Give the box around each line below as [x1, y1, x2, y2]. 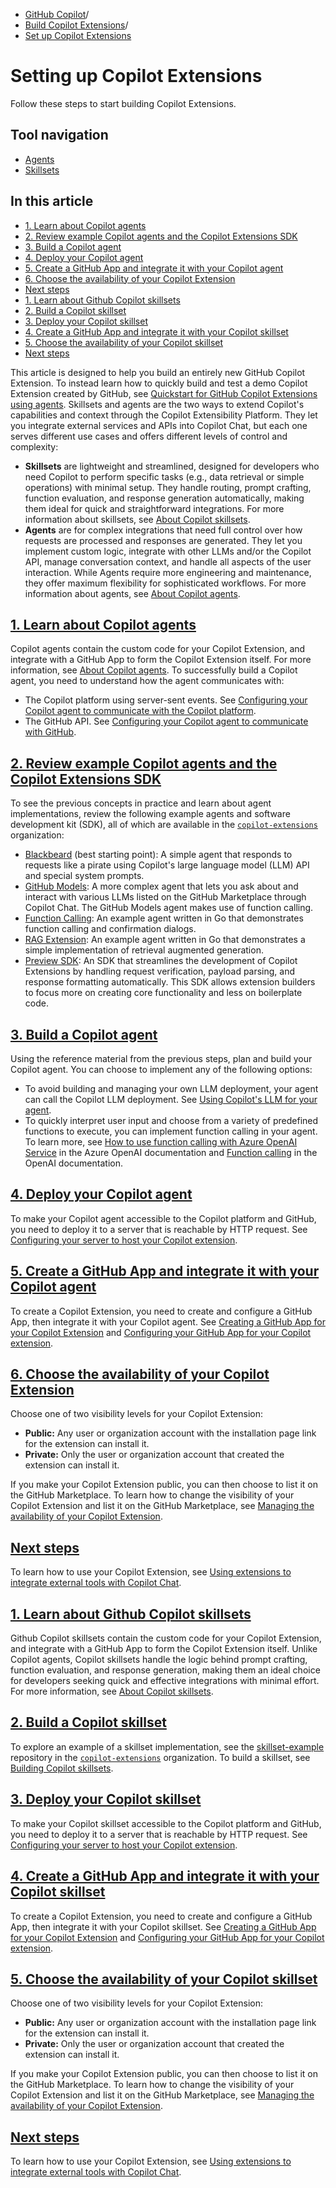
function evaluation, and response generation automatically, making [24, 492, 305, 504]
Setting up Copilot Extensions [10, 65, 263, 88]
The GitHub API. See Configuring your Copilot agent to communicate [24, 715, 309, 728]
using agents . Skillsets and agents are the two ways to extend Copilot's [10, 398, 305, 410]
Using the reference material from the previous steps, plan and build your [10, 1053, 313, 1064]
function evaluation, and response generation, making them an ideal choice [10, 1664, 321, 1676]
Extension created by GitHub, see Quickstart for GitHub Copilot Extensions [10, 387, 318, 399]
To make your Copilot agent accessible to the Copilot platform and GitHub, [10, 1212, 317, 1224]
